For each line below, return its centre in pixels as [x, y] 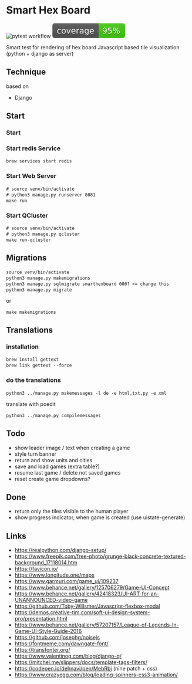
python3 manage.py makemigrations [48, 278]
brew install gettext [33, 360]
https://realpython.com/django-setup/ [60, 550]
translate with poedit [31, 404]
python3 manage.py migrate [39, 290]
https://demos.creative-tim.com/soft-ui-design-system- [82, 612]
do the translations [34, 380]
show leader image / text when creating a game [72, 448]
